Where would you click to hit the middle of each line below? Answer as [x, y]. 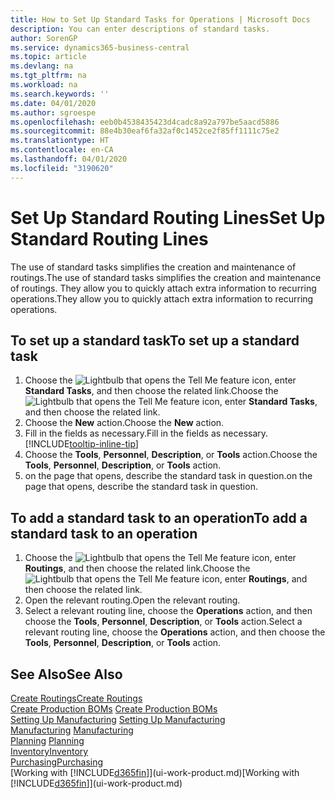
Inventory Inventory [49, 751]
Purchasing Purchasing [57, 762]
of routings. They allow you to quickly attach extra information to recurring [163, 288]
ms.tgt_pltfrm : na [48, 76]
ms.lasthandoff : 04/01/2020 [69, 159]
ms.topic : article [48, 57]
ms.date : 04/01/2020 [53, 103]
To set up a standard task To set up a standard [155, 340]
